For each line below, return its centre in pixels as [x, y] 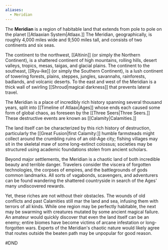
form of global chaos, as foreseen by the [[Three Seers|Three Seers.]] [78, 113]
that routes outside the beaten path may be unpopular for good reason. [79, 233]
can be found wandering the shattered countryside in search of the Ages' [81, 180]
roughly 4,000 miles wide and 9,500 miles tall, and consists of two [74, 40]
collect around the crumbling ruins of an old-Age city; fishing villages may [81, 139]
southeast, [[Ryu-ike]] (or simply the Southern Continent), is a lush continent [84, 71]
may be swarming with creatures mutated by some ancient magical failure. [82, 212]
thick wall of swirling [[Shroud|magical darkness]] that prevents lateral [78, 87]
